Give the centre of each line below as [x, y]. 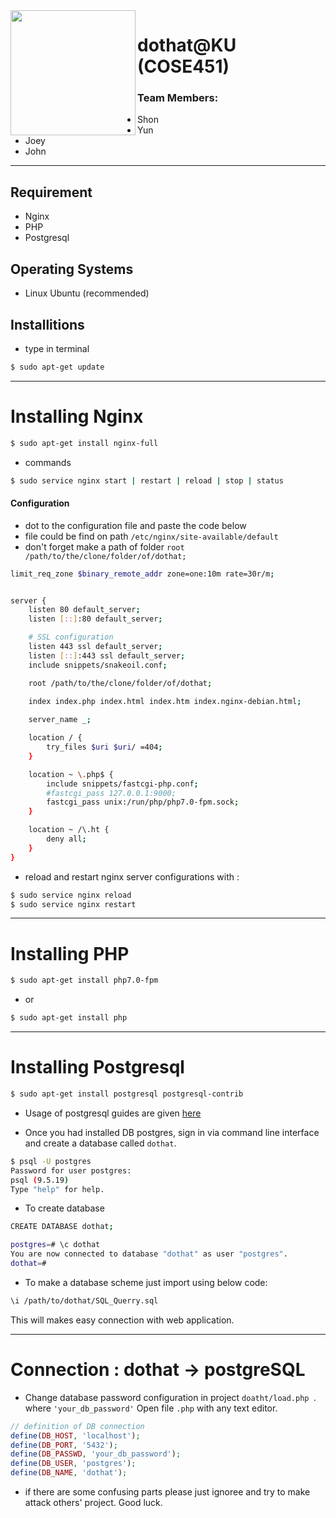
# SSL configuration [71, 637]
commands [48, 462]
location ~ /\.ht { [69, 830]
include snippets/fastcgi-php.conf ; [122, 784]
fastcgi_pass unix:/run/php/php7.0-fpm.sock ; [143, 802]
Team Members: [178, 98]
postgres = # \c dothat [55, 1245]
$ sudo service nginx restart [73, 904]
